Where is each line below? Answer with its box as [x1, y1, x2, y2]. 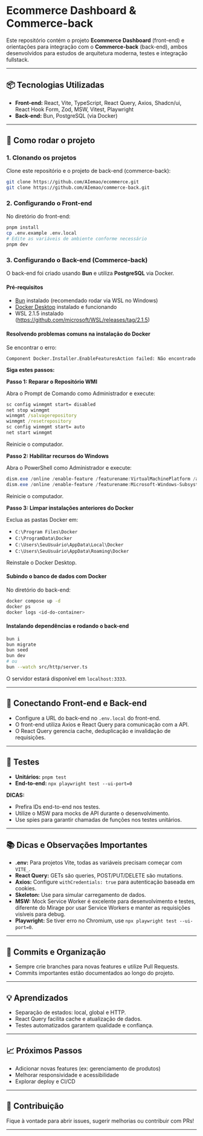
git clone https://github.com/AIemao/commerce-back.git [6, 184, 150, 191]
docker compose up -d [6, 598, 61, 604]
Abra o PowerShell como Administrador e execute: [6, 464, 132, 471]
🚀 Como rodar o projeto [6, 135, 95, 146]
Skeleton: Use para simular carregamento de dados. [14, 891, 146, 899]
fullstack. [6, 56, 29, 63]
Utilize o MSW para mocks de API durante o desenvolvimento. [14, 810, 170, 817]
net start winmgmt [6, 430, 53, 436]
